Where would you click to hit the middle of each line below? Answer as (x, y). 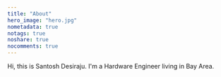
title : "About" (30, 14)
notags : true (26, 33)
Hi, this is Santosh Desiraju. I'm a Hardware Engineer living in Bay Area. (111, 66)
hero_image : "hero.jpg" (42, 20)
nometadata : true (33, 27)
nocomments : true (33, 46)
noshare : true (28, 40)
